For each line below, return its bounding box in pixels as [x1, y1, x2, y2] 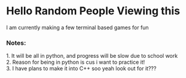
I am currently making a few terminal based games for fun [6, 24, 149, 31]
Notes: [6, 39, 26, 47]
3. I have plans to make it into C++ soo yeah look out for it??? [6, 65, 157, 72]
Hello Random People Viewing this [6, 4, 181, 18]
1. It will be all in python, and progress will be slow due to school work [6, 52, 178, 60]
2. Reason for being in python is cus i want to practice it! [6, 58, 145, 66]
